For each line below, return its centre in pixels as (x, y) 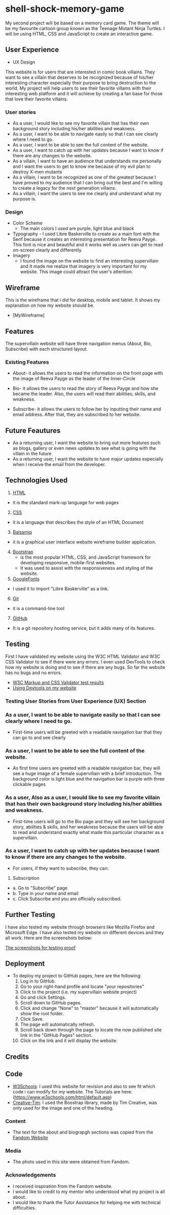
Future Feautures (33, 430)
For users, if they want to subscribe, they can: (61, 868)
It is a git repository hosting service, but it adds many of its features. (84, 628)
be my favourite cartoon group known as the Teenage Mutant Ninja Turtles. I (85, 28)
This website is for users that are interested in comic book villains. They (80, 72)
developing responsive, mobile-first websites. (68, 562)
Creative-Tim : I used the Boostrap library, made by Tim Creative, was (85, 1103)
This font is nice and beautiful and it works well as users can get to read (88, 245)
